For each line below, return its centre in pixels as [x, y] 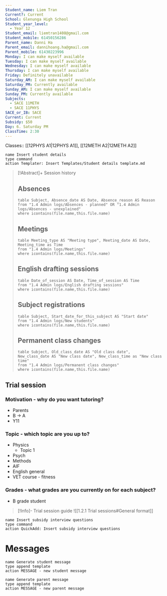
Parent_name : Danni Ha [29, 43]
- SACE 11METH [24, 104]
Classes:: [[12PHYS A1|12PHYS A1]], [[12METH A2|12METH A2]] [71, 146]
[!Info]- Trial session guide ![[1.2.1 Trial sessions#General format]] [85, 511]
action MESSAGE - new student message [46, 571]
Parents [20, 411]
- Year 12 [20, 29]
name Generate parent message [37, 579]
